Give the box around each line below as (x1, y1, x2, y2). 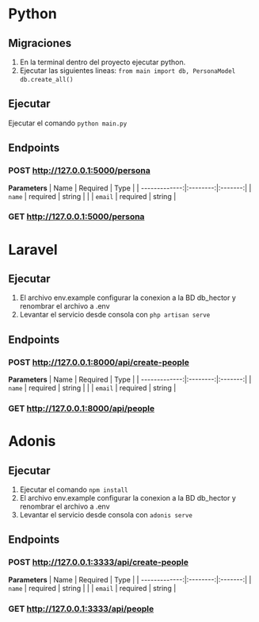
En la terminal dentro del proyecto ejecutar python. (19, 57, 186, 67)
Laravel (8, 240, 58, 259)
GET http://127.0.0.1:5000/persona (8, 211, 145, 222)
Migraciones (8, 36, 72, 50)
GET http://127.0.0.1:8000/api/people (8, 403, 155, 414)
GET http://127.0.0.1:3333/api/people (8, 603, 154, 614)
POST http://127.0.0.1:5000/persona (8, 165, 150, 176)
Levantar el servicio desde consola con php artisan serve (19, 310, 211, 320)
